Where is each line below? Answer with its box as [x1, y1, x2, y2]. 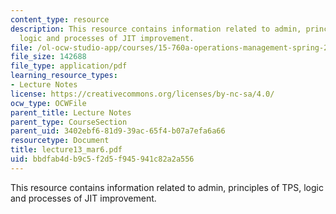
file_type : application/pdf [10, 61, 128, 71]
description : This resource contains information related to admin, [10, 24, 302, 34]
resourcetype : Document [10, 136, 110, 146]
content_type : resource [10, 14, 110, 25]
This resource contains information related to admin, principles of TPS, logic [10, 181, 324, 193]
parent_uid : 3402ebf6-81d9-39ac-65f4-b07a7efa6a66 [10, 126, 226, 136]
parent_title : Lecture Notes [10, 107, 132, 118]
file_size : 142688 [10, 52, 87, 62]
